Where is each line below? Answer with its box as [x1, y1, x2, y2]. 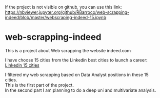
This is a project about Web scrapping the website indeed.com [5, 47, 131, 53]
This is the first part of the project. [5, 82, 74, 88]
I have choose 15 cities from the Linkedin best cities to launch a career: [5, 57, 148, 63]
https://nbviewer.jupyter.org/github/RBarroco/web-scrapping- [5, 9, 130, 15]
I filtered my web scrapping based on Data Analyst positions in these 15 [5, 72, 149, 78]
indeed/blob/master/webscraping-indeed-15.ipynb [5, 15, 106, 20]
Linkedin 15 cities [5, 62, 40, 68]
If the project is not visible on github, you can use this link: [5, 4, 122, 10]
